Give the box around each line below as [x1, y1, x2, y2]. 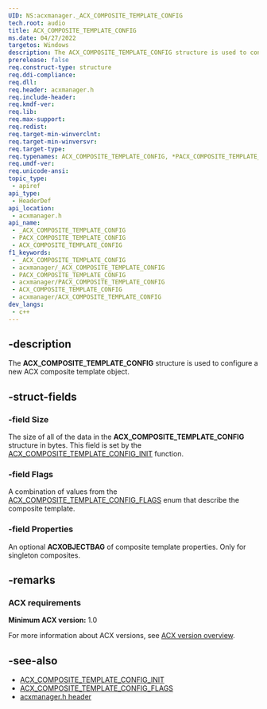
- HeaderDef [11, 197, 52, 205]
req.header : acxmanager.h [8, 85, 94, 94]
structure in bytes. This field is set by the [8, 441, 142, 450]
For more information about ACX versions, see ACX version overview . [8, 631, 236, 640]
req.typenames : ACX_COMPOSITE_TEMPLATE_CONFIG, [8, 152, 169, 160]
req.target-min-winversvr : [8, 137, 98, 146]
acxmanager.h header [19, 692, 92, 702]
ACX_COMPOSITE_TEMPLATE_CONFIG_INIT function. [8, 449, 184, 459]
